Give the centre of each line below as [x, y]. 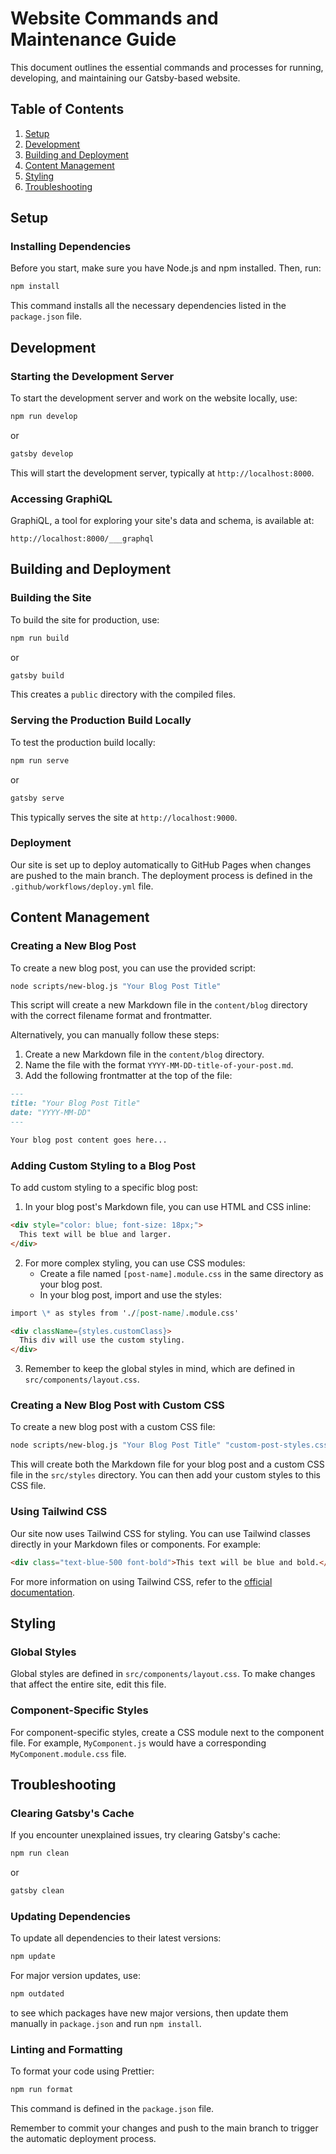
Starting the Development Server [92, 376]
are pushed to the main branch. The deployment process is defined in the [161, 875]
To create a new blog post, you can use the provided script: [133, 968]
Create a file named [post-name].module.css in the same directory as [181, 1273]
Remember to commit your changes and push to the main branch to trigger [164, 2128]
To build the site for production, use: [85, 619]
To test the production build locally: [83, 742]
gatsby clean [37, 1891]
